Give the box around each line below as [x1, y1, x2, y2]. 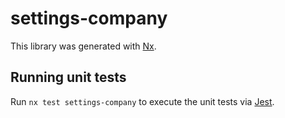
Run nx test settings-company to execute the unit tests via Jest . [10, 95, 275, 107]
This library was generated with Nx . [10, 40, 157, 52]
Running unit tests [10, 69, 127, 86]
